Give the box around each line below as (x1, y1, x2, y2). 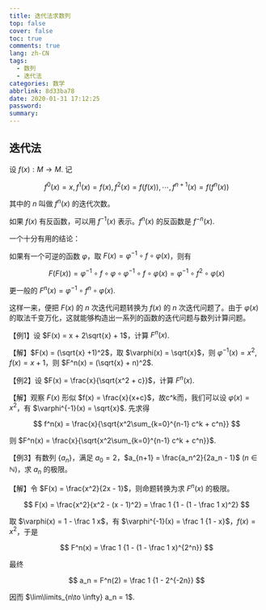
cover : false (9, 27, 53, 35)
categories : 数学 (9, 79, 65, 87)
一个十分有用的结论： (9, 233, 80, 243)
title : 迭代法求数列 (9, 11, 71, 20)
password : (9, 102, 43, 110)
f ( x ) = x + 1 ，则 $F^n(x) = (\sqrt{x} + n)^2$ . (9, 358, 154, 368)
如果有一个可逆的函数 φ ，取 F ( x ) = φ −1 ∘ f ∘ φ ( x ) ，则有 (9, 250, 192, 261)
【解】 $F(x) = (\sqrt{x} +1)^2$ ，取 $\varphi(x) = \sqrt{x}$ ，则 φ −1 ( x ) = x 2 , (9, 347, 257, 358)
